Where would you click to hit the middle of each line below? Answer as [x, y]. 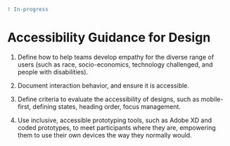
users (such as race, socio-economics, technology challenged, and [115, 64]
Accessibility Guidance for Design [109, 38]
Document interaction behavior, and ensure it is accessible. [103, 85]
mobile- [212, 99]
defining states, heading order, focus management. [107, 106]
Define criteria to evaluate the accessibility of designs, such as [108, 99]
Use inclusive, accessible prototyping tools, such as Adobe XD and [115, 120]
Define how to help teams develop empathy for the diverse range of [116, 57]
